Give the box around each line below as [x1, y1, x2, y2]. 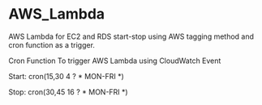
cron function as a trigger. [8, 40, 96, 49]
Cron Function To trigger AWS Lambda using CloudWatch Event [8, 56, 221, 65]
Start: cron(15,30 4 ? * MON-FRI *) [8, 71, 124, 81]
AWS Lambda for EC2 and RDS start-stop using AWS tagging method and [8, 31, 254, 41]
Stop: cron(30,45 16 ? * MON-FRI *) [8, 86, 128, 97]
